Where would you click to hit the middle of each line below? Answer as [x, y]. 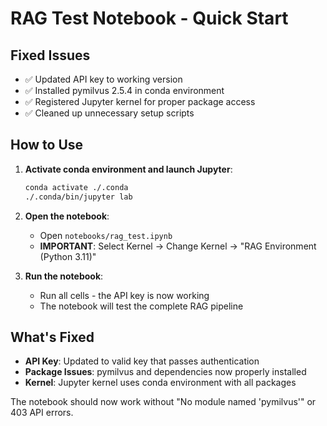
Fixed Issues [50, 55]
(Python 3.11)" [68, 256]
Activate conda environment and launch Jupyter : [128, 169]
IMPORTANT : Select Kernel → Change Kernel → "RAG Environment [178, 246]
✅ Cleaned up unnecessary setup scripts [109, 113]
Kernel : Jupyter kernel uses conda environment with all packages [160, 383]
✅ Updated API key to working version [103, 79]
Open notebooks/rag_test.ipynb [106, 235]
